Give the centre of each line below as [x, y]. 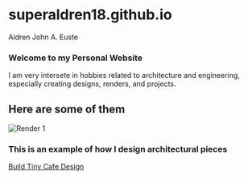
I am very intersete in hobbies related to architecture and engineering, [124, 75]
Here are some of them [67, 109]
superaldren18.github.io [90, 15]
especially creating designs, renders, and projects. [92, 84]
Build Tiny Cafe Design [46, 167]
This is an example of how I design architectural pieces [118, 148]
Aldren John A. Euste [43, 37]
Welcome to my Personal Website [76, 58]
